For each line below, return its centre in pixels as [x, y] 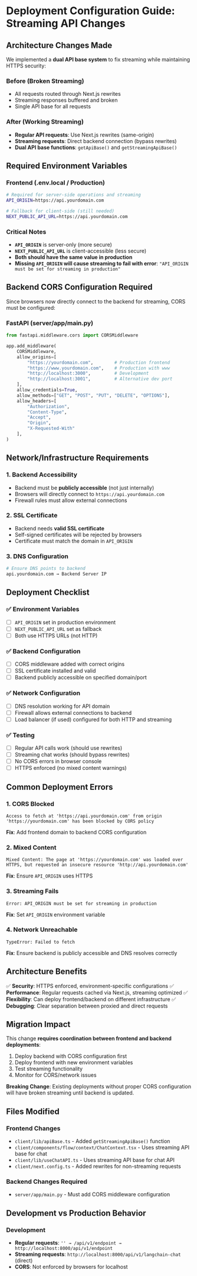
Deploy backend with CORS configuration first [70, 1056]
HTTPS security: [26, 66]
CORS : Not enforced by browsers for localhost [71, 1267]
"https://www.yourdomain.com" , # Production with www [98, 368]
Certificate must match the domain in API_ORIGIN [73, 541]
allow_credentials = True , [47, 390]
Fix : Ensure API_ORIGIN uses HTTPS [50, 876]
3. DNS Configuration [37, 556]
